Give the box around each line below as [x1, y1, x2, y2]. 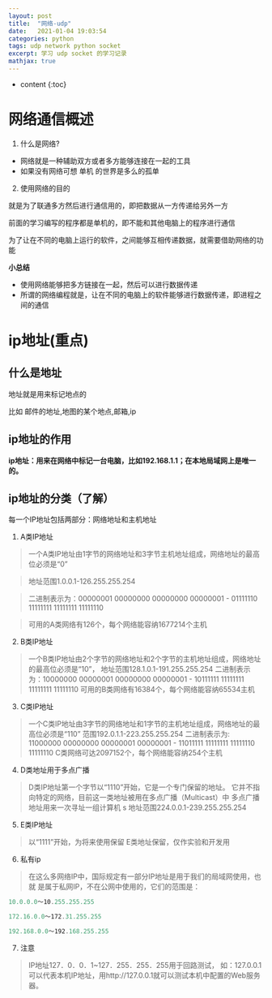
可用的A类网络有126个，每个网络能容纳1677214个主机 [28, 620, 208, 630]
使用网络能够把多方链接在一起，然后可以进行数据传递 [19, 279, 198, 289]
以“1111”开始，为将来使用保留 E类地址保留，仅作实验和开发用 [28, 837, 231, 847]
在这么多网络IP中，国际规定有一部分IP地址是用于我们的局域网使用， [28, 871, 255, 881]
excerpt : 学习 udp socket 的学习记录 [8, 49, 127, 58]
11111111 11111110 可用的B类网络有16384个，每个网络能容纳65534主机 [28, 685, 255, 695]
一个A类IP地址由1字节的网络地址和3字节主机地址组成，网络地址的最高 [28, 549, 261, 559]
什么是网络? [19, 139, 60, 148]
